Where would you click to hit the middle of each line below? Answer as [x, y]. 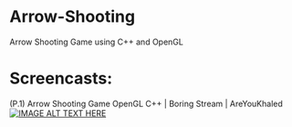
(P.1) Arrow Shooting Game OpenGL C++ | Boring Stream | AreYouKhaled [146, 103]
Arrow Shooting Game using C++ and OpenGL [97, 42]
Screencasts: [61, 78]
